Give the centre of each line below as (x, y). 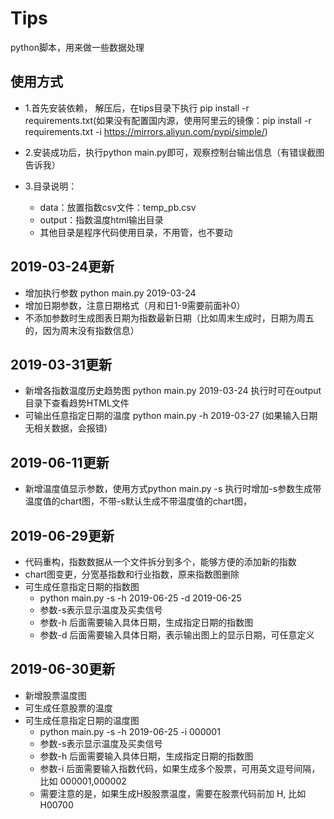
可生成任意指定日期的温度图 (82, 720)
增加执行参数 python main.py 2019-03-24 (110, 293)
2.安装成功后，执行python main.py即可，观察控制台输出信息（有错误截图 (174, 152)
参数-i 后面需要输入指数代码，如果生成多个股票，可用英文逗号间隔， (180, 768)
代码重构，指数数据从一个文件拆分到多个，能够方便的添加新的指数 (160, 561)
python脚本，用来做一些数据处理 (77, 47)
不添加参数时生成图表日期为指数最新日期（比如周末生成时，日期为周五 (169, 318)
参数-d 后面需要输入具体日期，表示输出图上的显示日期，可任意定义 (177, 635)
